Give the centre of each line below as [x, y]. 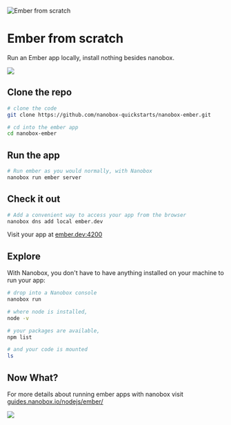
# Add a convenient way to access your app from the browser [97, 215]
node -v [18, 318]
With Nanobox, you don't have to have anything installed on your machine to [115, 273]
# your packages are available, [53, 331]
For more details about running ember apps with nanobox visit [96, 394]
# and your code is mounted [48, 350]
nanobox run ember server [44, 177]
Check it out [34, 199]
